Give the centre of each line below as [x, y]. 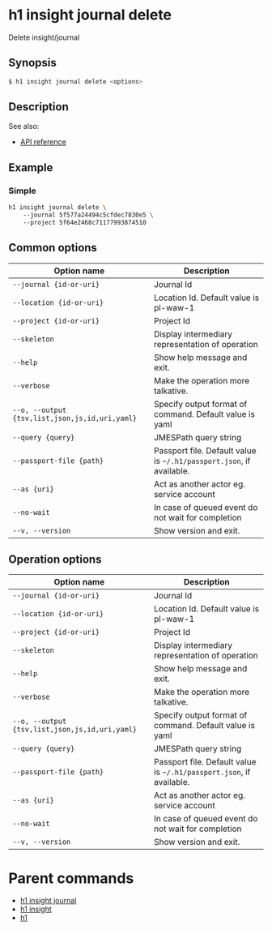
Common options [53, 248]
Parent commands [71, 878]
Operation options [55, 559]
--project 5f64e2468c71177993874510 [85, 222]
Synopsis [32, 63]
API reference [43, 142]
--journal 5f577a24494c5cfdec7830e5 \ [88, 215]
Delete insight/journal [44, 37]
